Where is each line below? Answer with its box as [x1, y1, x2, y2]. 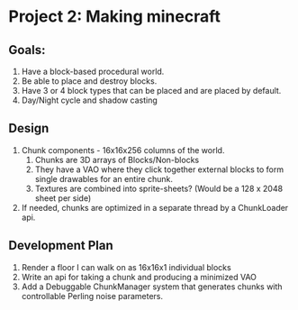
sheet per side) [34, 192, 92, 204]
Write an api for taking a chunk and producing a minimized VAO [21, 271, 257, 282]
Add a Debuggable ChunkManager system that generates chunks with [21, 281, 283, 292]
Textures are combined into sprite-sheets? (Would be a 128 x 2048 [34, 183, 284, 194]
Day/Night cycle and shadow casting [21, 95, 158, 105]
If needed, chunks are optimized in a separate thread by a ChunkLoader [21, 202, 289, 213]
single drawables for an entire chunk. [34, 173, 173, 184]
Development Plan [8, 238, 113, 253]
